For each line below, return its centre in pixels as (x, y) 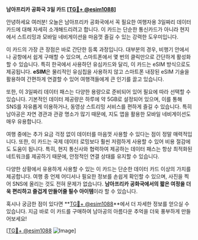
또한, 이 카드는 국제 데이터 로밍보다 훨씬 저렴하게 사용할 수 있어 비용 (97, 141)
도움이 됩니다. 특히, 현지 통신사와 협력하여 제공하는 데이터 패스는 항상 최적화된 (102, 149)
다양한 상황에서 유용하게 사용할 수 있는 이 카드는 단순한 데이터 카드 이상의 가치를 (99, 169)
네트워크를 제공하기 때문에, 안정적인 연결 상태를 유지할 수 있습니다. (83, 156)
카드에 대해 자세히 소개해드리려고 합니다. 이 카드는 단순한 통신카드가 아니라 (92, 29)
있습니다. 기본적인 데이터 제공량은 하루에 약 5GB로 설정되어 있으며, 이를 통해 (94, 99)
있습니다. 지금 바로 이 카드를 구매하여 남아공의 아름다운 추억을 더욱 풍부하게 (93, 211)
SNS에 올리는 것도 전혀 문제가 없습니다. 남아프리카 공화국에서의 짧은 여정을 (99, 184)
